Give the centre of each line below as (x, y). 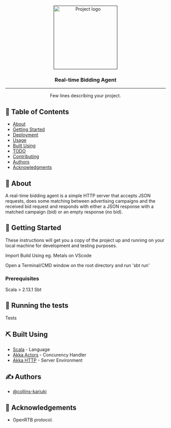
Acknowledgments (32, 167)
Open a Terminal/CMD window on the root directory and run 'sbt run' (78, 265)
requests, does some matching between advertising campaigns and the (80, 201)
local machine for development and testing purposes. (61, 246)
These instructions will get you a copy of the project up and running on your (85, 240)
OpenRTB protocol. (33, 420)
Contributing (26, 156)
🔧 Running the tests (37, 305)
